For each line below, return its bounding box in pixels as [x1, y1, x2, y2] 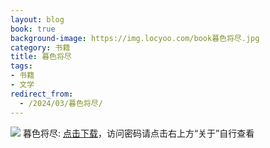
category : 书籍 [10, 42, 71, 53]
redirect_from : [10, 89, 74, 99]
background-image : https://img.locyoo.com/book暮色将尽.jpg [10, 33, 260, 43]
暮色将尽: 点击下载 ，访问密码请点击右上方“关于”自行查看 [22, 127, 255, 139]
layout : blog [10, 14, 65, 25]
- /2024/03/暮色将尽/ [19, 98, 103, 108]
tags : [10, 61, 33, 71]
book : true [10, 24, 56, 34]
